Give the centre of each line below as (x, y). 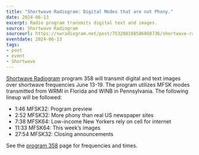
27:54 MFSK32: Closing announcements (64, 134)
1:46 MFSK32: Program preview (54, 109)
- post (14, 50)
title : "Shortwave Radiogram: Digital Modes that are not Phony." (90, 12)
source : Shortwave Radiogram (42, 28)
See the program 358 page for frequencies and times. (72, 145)
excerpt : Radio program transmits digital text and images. (82, 23)
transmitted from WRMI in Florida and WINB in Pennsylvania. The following (97, 91)
